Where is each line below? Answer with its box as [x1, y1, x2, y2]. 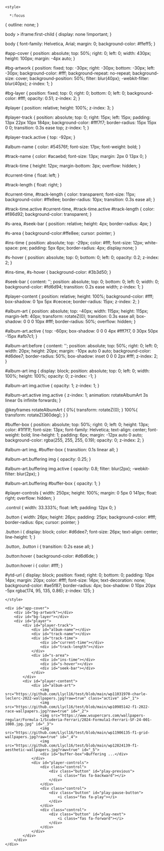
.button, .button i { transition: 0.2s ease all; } [5, 543, 94, 549]
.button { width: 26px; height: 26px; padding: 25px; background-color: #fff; [5, 514, 157, 520]
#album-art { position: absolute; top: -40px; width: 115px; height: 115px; [5, 308, 148, 314]
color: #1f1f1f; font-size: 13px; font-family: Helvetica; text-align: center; [5, 427, 147, 433]
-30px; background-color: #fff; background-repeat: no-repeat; [5, 70, 132, 76]
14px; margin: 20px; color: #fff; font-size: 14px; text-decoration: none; [5, 577, 146, 583]
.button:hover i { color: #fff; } [5, 563, 63, 568]
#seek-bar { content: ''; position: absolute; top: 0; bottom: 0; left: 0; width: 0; [5, 279, 159, 284]
